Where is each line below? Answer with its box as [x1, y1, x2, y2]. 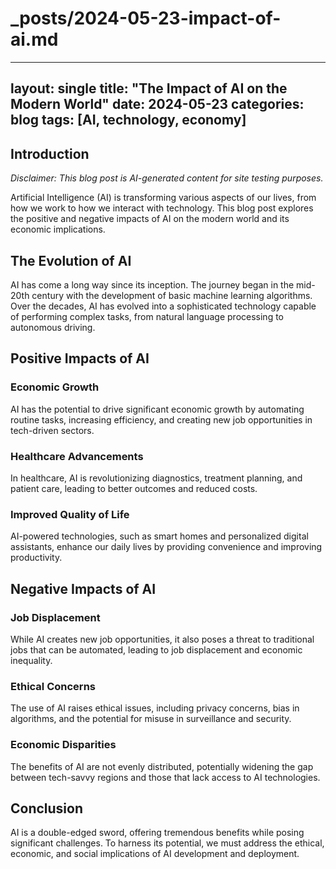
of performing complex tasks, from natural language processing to [10, 310, 285, 322]
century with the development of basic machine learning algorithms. [31, 289, 313, 301]
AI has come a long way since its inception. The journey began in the [10, 278, 295, 291]
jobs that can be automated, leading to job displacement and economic [10, 643, 303, 656]
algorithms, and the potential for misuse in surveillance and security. [10, 713, 292, 725]
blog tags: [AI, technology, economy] [10, 112, 247, 129]
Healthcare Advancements [10, 449, 144, 463]
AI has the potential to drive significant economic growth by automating [10, 403, 305, 415]
